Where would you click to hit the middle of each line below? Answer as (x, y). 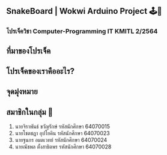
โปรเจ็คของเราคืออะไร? (41, 71)
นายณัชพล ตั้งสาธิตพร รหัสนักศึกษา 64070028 (63, 147)
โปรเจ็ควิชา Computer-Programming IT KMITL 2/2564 (82, 31)
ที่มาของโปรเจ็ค (29, 51)
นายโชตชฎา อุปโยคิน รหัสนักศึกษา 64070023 (62, 133)
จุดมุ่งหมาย (22, 92)
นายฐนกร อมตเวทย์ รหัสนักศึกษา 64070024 (61, 140)
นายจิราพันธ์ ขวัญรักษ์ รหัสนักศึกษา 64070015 (62, 127)
